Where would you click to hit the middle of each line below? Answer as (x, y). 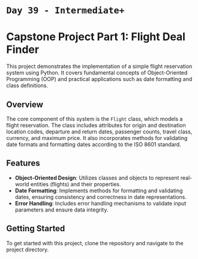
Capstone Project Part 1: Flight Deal (96, 37)
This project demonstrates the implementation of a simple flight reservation (99, 66)
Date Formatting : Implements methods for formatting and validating (99, 190)
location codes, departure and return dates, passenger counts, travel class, (99, 132)
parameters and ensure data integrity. (61, 210)
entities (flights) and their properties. (76, 184)
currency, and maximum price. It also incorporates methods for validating (97, 138)
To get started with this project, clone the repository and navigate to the (95, 243)
